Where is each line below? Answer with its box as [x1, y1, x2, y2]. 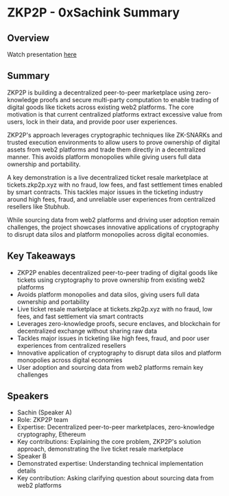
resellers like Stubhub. [7, 202, 71, 211]
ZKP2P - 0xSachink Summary [7, 5, 180, 21]
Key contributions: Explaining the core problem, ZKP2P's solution [16, 438, 202, 446]
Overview [7, 32, 50, 44]
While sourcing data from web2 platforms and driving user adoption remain [7, 215, 219, 224]
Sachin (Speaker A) [16, 408, 72, 416]
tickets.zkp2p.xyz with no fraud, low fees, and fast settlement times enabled [7, 180, 223, 189]
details [16, 467, 36, 475]
